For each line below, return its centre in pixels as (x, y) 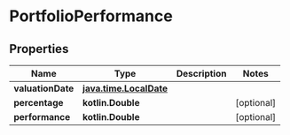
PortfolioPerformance (91, 16)
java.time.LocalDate (125, 88)
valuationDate (44, 88)
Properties (39, 49)
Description (201, 74)
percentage (39, 103)
